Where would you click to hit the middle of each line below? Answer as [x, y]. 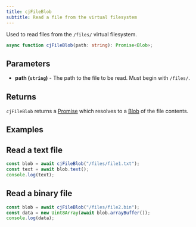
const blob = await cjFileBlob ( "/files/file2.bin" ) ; [73, 207]
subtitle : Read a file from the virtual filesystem [71, 17]
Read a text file [34, 150]
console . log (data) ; [30, 218]
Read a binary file [39, 193]
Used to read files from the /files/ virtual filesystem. [71, 34]
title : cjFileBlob [29, 12]
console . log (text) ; [30, 175]
